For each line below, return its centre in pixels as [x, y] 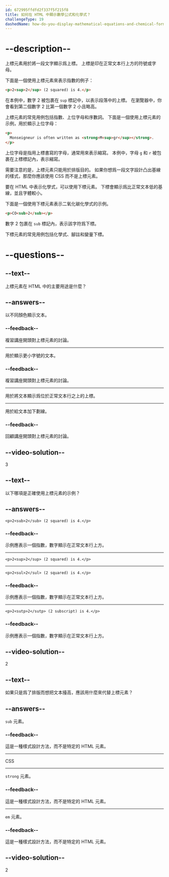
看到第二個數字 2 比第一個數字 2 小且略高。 [54, 107]
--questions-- [35, 255]
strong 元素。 [19, 776]
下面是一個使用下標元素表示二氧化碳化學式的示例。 [58, 204]
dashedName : [18, 24]
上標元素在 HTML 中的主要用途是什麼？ [46, 286]
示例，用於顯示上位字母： [32, 123]
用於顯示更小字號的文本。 [32, 355]
